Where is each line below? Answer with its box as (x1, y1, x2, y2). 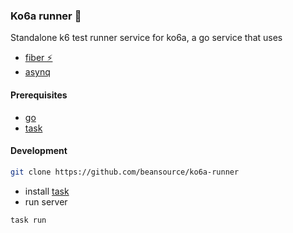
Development (10, 145, 68, 157)
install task (24, 185, 70, 197)
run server (24, 195, 68, 208)
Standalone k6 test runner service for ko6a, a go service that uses (10, 32, 283, 44)
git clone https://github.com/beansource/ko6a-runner (10, 167, 240, 177)
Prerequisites (10, 89, 68, 101)
